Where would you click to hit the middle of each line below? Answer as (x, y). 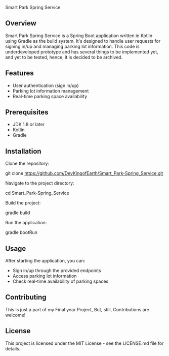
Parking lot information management (51, 91)
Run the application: (26, 223)
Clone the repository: (27, 164)
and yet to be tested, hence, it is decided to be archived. (64, 57)
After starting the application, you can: (45, 261)
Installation (23, 151)
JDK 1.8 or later (28, 125)
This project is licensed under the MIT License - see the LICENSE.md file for (85, 343)
